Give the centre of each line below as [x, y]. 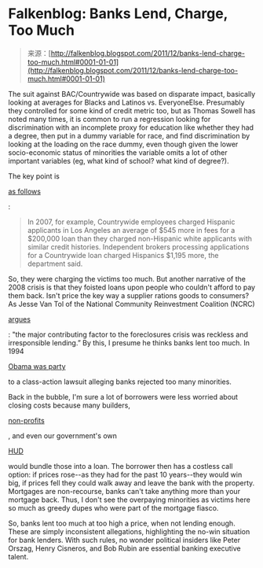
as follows [25, 191]
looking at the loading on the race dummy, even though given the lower [123, 144]
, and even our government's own [63, 435]
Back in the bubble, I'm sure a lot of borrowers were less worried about [123, 396]
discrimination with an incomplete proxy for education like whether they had [131, 127]
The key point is [34, 176]
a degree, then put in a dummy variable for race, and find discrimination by [129, 135]
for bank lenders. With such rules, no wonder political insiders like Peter [124, 540]
